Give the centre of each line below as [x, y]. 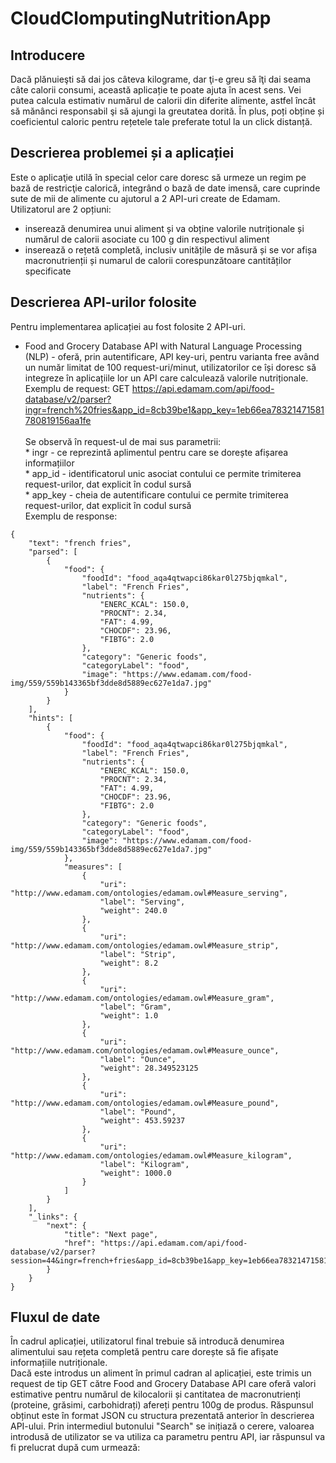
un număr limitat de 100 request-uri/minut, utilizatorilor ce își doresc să [170, 367]
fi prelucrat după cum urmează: [75, 1448]
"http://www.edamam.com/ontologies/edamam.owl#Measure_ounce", [145, 1050]
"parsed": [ [53, 552]
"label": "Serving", [142, 902]
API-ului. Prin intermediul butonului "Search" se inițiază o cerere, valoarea [162, 1426]
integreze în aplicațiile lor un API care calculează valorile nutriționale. [166, 378]
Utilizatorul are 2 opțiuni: [61, 209]
